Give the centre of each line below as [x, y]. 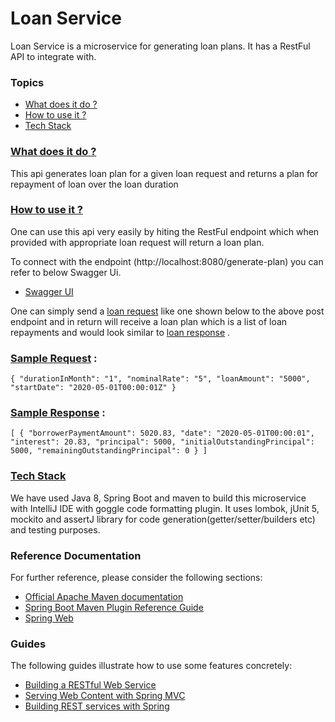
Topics [27, 82]
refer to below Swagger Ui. [66, 272]
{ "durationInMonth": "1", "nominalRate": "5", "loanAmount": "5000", [160, 379]
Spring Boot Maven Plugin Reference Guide [114, 608]
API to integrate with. [53, 56]
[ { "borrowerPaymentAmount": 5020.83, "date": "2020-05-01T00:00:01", [162, 433]
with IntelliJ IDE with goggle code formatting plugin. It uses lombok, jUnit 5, [165, 508]
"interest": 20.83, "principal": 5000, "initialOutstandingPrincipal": [162, 442]
